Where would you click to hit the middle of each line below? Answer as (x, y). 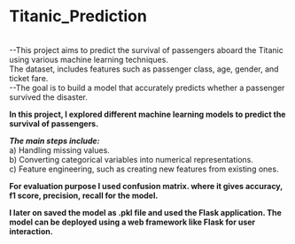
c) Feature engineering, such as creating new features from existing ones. (144, 169)
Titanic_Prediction (78, 16)
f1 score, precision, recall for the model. (84, 195)
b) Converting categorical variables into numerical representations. (132, 159)
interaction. (31, 231)
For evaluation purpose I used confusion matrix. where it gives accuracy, (146, 186)
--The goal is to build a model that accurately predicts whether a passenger (147, 88)
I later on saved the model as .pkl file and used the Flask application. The (145, 212)
